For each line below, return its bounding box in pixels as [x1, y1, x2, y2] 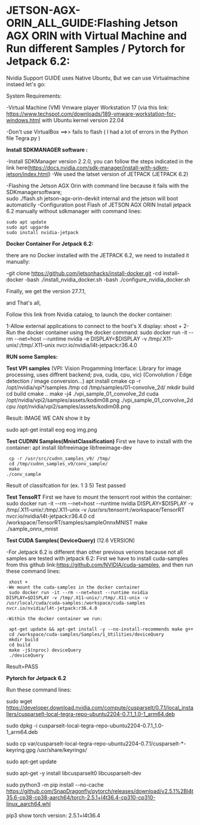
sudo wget [6, 697, 33, 705]
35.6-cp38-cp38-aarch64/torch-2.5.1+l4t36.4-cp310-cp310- [6, 794, 156, 801]
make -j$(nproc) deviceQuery [8, 647, 82, 653]
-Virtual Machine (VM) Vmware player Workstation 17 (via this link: [6, 104, 169, 111]
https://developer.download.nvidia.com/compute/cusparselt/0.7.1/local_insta [6, 704, 194, 711]
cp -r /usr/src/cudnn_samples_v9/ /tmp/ [8, 456, 111, 462]
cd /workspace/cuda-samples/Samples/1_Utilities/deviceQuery [8, 631, 164, 638]
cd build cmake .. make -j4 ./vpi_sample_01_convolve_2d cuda [6, 390, 159, 397]
